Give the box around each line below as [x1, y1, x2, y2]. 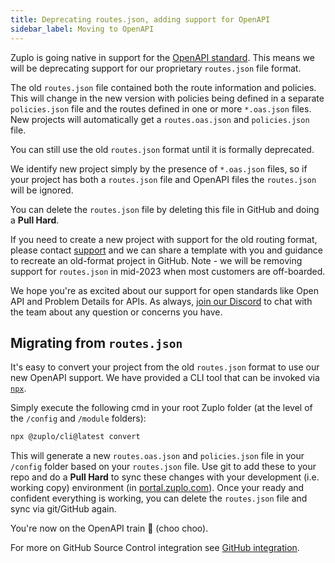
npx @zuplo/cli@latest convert [10, 432, 141, 442]
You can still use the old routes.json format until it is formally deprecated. [10, 143, 315, 155]
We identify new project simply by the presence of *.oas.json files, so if [10, 162, 308, 175]
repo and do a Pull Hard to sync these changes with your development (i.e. [10, 471, 320, 483]
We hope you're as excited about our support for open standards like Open [10, 284, 319, 296]
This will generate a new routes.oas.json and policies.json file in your [10, 450, 305, 462]
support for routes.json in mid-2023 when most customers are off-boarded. [10, 265, 326, 277]
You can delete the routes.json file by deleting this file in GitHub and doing [10, 203, 320, 215]
